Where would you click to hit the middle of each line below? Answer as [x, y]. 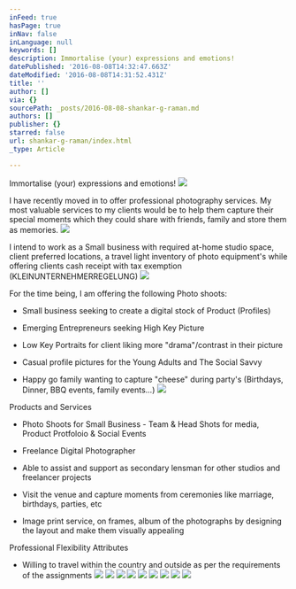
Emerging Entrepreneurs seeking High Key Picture [113, 328]
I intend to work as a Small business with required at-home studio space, [141, 247]
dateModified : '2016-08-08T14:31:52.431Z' [88, 75]
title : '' [27, 83]
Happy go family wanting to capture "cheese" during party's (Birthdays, [153, 379]
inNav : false [33, 34]
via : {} [23, 100]
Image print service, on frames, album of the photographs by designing [152, 521]
